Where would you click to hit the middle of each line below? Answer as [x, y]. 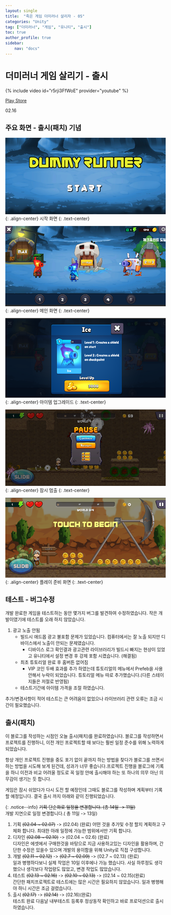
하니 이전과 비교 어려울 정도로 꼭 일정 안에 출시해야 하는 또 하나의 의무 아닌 [84, 772]
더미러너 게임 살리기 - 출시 [57, 76]
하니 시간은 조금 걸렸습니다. [45, 888]
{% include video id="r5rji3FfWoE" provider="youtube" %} [67, 91]
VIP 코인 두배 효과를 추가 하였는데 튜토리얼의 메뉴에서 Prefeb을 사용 [95, 668]
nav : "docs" [27, 49]
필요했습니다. [28, 705]
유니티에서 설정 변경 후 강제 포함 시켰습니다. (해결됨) [85, 656]
